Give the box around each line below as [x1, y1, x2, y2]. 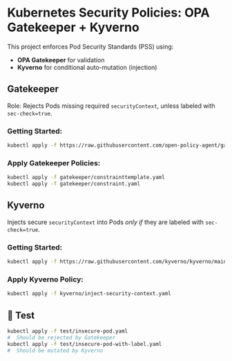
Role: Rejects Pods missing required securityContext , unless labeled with [7, 102, 215, 110]
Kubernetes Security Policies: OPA [7, 5, 210, 21]
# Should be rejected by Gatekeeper [7, 334, 116, 341]
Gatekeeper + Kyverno [7, 19, 139, 35]
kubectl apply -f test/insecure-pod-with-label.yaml [7, 340, 162, 347]
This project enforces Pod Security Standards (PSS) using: [7, 42, 174, 50]
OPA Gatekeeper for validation [17, 55, 105, 64]
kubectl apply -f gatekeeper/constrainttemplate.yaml [7, 174, 166, 181]
